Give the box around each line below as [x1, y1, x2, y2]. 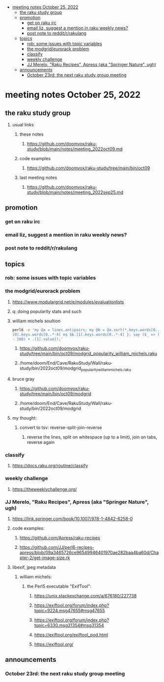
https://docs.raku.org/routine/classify [12, 463, 88, 469]
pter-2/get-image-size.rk [19, 555, 70, 561]
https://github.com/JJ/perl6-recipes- [19, 544, 94, 550]
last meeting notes [19, 174, 57, 180]
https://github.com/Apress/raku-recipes [19, 535, 101, 541]
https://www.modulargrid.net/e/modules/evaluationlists [12, 299, 124, 305]
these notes [19, 131, 44, 137]
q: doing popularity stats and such [12, 308, 82, 314]
